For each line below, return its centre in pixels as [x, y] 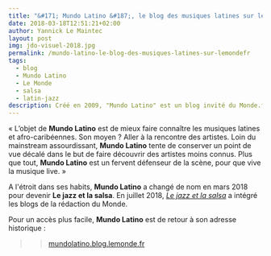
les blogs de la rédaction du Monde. [68, 204]
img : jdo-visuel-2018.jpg [52, 46]
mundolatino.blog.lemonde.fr [96, 244]
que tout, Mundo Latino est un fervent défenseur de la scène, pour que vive [135, 163]
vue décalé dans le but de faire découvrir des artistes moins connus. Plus [130, 155]
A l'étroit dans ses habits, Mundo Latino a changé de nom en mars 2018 [128, 187]
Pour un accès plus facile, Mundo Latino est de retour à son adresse [122, 220]
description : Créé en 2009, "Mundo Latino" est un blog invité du [122, 105]
